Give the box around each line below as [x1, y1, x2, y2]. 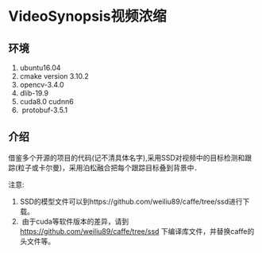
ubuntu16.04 [19, 63, 61, 72]
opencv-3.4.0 [19, 80, 64, 89]
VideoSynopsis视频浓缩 [8, 7, 167, 25]
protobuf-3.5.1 [21, 105, 68, 115]
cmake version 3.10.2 [19, 72, 89, 80]
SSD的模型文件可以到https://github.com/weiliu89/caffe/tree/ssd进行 [19, 197, 243, 206]
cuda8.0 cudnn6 [19, 97, 74, 106]
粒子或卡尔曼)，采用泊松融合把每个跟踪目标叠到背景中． [17, 162, 202, 172]
